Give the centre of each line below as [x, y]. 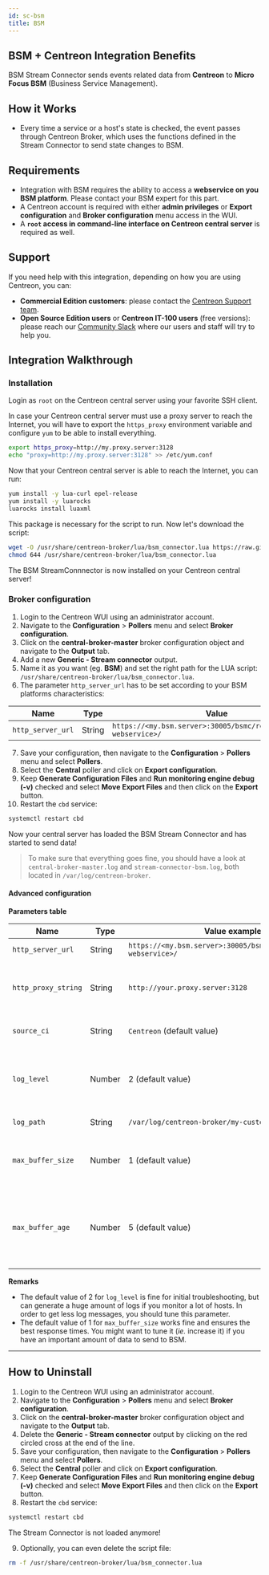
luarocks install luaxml [50, 509]
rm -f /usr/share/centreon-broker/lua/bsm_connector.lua [105, 1563]
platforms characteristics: [62, 693]
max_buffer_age [41, 1227]
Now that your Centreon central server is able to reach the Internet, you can [133, 471]
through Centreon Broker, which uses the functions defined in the [128, 136]
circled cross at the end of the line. [77, 1443]
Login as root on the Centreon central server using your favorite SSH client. [133, 400]
